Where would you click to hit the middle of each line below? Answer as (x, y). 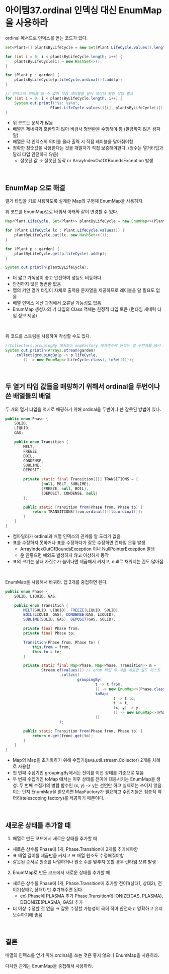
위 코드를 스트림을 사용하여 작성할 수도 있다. (48, 336)
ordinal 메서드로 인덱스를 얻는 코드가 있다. (47, 38)
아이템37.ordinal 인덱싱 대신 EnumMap (84, 10)
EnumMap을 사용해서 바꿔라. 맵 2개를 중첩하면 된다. (57, 582)
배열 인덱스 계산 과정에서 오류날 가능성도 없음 (57, 303)
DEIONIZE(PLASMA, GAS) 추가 (51, 902)
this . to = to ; (47, 652)
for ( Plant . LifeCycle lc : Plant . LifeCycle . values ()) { (65, 230)
